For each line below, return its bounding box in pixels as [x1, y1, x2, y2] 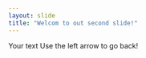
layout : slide [8, 11, 56, 20]
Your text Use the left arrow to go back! [8, 41, 139, 50]
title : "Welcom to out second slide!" [8, 19, 138, 27]
